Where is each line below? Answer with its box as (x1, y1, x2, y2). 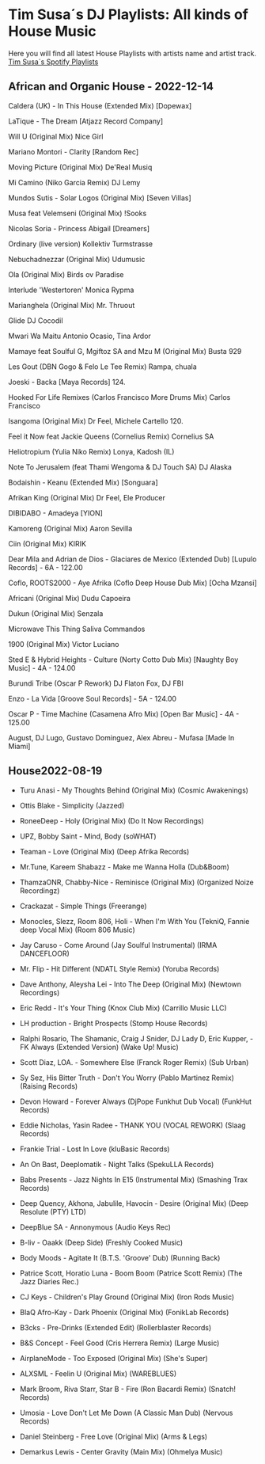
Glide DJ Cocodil (8, 315, 63, 325)
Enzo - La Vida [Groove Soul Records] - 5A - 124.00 (8, 694, 176, 703)
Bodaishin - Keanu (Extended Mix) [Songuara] (8, 477, 158, 487)
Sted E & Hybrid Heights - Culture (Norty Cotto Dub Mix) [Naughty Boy (8, 655, 239, 664)
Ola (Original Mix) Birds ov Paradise (8, 269, 124, 279)
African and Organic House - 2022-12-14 (8, 80, 214, 93)
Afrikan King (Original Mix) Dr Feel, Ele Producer (8, 492, 166, 502)
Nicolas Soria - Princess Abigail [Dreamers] (8, 223, 150, 233)
